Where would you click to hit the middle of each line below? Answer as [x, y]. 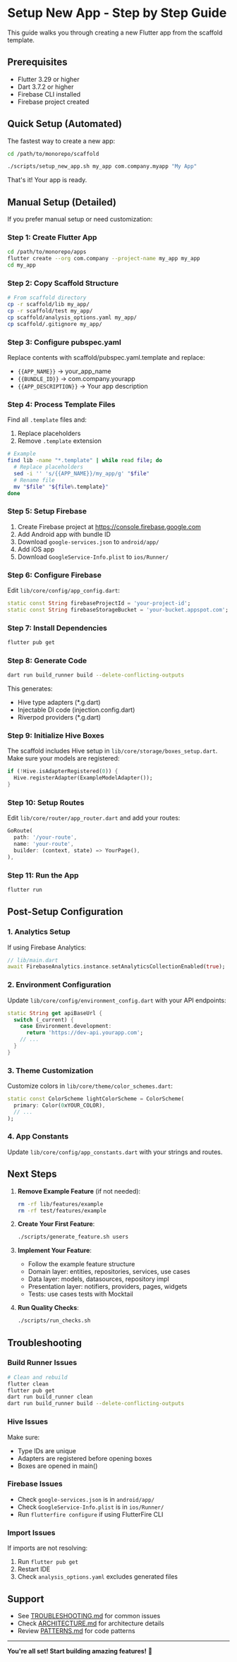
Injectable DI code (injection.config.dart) [76, 710]
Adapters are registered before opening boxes [85, 1458]
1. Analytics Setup [39, 932]
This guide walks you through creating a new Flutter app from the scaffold [115, 32]
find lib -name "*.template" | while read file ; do [85, 461]
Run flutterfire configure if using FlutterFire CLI [90, 1514]
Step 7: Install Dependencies [57, 628]
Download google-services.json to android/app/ [88, 542]
